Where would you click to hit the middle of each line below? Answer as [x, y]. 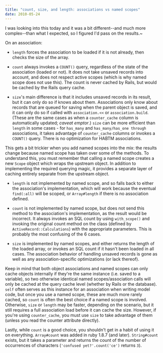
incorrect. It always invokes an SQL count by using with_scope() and [81, 218]
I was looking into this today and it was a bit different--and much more [75, 28]
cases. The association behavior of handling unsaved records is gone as [85, 254]
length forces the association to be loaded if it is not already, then [78, 52]
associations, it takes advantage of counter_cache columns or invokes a [84, 133]
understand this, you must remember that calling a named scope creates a [80, 158]
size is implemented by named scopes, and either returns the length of [83, 243]
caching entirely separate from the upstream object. [57, 174]
